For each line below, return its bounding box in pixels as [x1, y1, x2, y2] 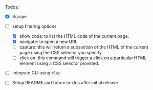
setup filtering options [12, 23, 57, 29]
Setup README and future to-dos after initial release [12, 80, 118, 86]
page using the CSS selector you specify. [19, 50, 103, 56]
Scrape [12, 14, 27, 19]
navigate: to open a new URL [19, 39, 78, 45]
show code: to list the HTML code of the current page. [19, 33, 129, 39]
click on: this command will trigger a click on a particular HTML [19, 55, 147, 61]
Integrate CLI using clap [12, 70, 61, 76]
